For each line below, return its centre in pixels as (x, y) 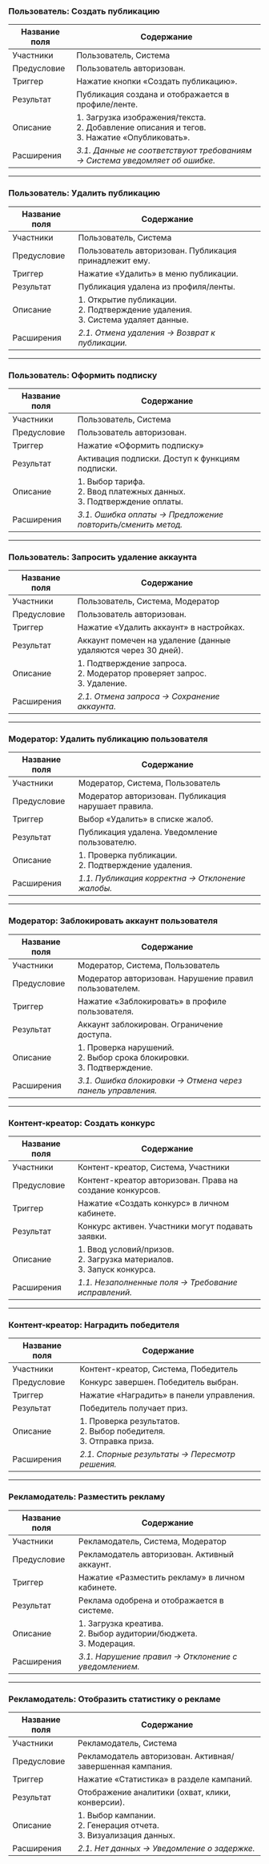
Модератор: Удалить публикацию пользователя (108, 739)
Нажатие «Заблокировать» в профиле (152, 1001)
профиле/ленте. (107, 104)
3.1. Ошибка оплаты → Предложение (151, 514)
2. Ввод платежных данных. (131, 491)
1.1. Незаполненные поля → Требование (157, 1282)
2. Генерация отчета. (118, 1825)
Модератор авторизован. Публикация (152, 797)
